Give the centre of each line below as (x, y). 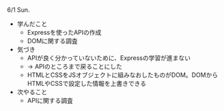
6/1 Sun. (18, 10)
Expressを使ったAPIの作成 (64, 32)
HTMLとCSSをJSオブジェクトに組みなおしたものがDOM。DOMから (123, 75)
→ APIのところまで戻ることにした (75, 66)
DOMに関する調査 (53, 41)
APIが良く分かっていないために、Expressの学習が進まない (109, 58)
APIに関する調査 (50, 100)
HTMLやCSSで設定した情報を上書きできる (87, 83)
